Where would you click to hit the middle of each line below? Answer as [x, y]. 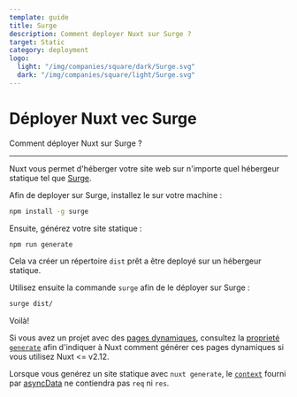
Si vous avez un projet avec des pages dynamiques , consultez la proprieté [145, 338]
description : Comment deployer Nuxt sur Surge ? [100, 34]
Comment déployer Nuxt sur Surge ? [76, 143]
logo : [19, 58]
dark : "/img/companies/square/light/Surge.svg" [107, 75]
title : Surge [33, 26]
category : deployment [49, 50]
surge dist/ [31, 304]
